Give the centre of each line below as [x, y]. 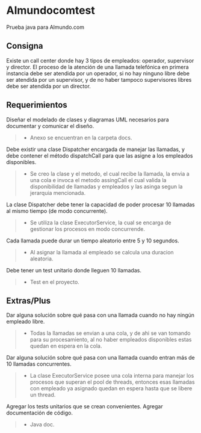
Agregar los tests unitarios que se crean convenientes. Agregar [85, 407]
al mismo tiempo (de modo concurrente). [57, 210]
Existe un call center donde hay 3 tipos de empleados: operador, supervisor [100, 60]
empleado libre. [26, 322]
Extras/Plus [29, 300]
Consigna [25, 46]
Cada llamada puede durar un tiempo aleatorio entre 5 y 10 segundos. [93, 241]
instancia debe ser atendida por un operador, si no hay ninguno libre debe [98, 73]
